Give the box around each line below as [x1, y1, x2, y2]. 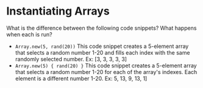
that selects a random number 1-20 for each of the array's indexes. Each [15, 68, 198, 75]
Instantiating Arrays [6, 4, 110, 18]
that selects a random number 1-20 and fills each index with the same [15, 49, 190, 56]
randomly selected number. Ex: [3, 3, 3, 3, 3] [15, 55, 127, 63]
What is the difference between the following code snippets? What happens [6, 24, 197, 32]
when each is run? [6, 30, 53, 38]
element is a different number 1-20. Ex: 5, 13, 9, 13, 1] [15, 75, 148, 82]
